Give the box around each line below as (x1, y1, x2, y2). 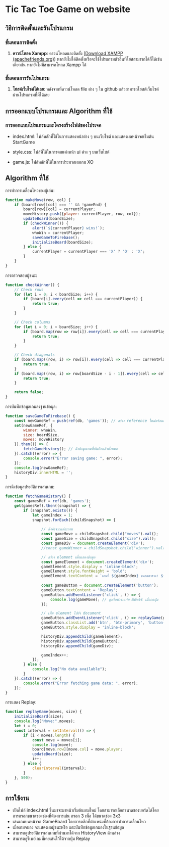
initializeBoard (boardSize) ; (32, 240, 94, 245)
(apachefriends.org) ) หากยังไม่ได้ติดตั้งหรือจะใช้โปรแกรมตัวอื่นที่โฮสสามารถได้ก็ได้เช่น (12, 56, 162, 62)
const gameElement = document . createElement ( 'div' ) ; (41, 559, 154, 564)
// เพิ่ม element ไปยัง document (41, 610, 102, 616)
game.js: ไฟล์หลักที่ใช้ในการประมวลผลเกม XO (12, 159, 94, 165)
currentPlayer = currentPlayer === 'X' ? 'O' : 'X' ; (32, 249, 145, 254)
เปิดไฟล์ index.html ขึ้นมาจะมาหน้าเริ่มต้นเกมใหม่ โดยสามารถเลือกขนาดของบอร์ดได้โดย (12, 807, 159, 813)
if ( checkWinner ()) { (23, 221, 69, 226)
